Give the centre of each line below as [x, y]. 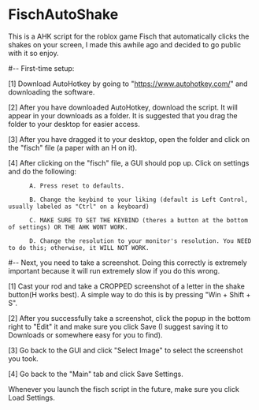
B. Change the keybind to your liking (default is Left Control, [138, 199]
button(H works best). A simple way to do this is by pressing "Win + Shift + [129, 294]
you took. [24, 358]
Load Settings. [31, 397]
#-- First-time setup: [41, 68]
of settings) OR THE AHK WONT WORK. [68, 227]
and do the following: [43, 171]
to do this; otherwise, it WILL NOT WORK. [79, 248]
